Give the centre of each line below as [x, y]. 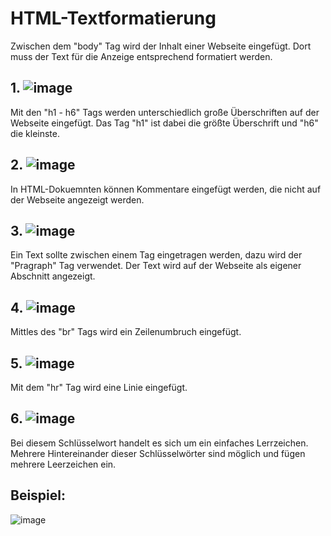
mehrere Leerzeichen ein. [63, 464]
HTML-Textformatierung [113, 18]
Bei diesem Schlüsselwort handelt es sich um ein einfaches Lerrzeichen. [159, 443]
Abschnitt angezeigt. [53, 276]
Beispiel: [38, 495]
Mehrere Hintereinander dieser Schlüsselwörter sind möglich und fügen [158, 453]
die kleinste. [35, 133]
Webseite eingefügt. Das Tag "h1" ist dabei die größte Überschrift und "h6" [164, 123]
